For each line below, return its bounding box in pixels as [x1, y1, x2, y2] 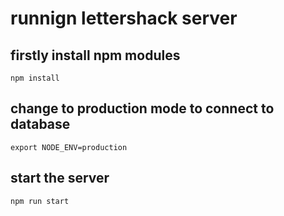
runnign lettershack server [10, 7, 238, 30]
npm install [10, 73, 60, 83]
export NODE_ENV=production [10, 142, 128, 152]
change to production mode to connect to [10, 100, 275, 117]
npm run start [10, 196, 70, 206]
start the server [10, 170, 110, 187]
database [10, 116, 71, 133]
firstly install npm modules [10, 47, 181, 64]
